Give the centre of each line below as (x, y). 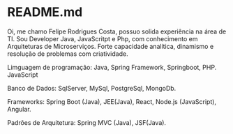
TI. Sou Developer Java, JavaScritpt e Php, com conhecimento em (103, 38)
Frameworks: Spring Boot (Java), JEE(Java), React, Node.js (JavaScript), (112, 101)
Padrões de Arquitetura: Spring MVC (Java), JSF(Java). (87, 122)
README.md (45, 12)
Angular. (19, 109)
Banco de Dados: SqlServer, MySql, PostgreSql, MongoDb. (92, 88)
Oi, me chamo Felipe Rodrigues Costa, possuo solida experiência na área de (117, 31)
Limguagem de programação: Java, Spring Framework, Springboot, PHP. (112, 67)
